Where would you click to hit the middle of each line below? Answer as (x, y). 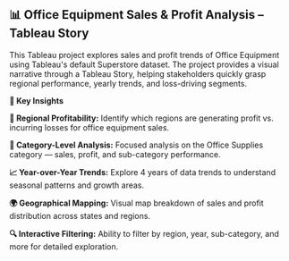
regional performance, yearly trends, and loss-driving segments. (128, 83)
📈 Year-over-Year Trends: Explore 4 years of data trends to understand (142, 172)
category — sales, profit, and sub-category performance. (115, 154)
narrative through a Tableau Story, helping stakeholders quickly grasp (138, 73)
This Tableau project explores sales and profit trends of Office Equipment (144, 55)
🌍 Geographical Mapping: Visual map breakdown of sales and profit (136, 203)
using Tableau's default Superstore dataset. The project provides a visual (144, 64)
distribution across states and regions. (80, 215)
